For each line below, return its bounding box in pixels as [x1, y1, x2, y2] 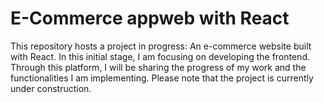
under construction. [10, 82, 92, 94]
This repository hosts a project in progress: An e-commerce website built [10, 40, 312, 52]
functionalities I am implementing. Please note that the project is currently [10, 72, 314, 84]
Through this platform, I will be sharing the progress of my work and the [10, 61, 307, 73]
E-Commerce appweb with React [10, 7, 290, 30]
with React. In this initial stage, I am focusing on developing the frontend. [10, 50, 311, 62]
